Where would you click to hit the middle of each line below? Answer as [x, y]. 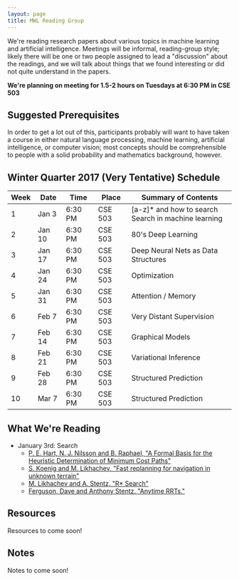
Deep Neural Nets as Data [175, 250]
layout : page [27, 14]
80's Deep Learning [164, 235]
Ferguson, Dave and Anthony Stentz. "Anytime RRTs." [107, 491]
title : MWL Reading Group [46, 21]
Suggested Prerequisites [63, 115]
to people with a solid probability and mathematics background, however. [115, 155]
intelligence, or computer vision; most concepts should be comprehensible [117, 148]
